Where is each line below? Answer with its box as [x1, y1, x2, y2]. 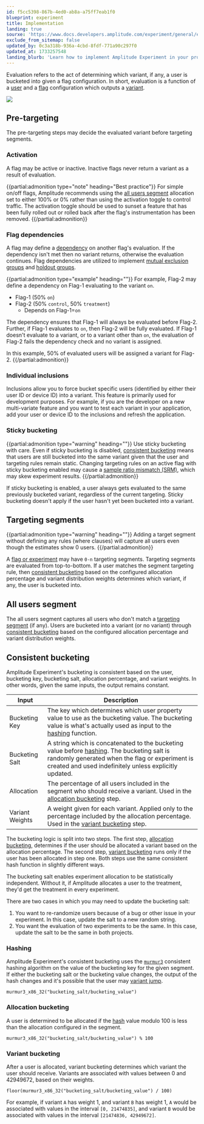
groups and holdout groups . [6, 264, 76, 271]
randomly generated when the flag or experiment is [47, 754, 194, 763]
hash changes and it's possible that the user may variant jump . [6, 977, 163, 985]
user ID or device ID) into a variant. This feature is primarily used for [6, 392, 176, 399]
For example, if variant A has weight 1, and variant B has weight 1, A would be [6, 1098, 197, 1106]
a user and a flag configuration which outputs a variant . [6, 83, 145, 91]
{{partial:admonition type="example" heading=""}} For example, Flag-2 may [6, 275, 197, 283]
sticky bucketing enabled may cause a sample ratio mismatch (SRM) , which [6, 466, 195, 473]
